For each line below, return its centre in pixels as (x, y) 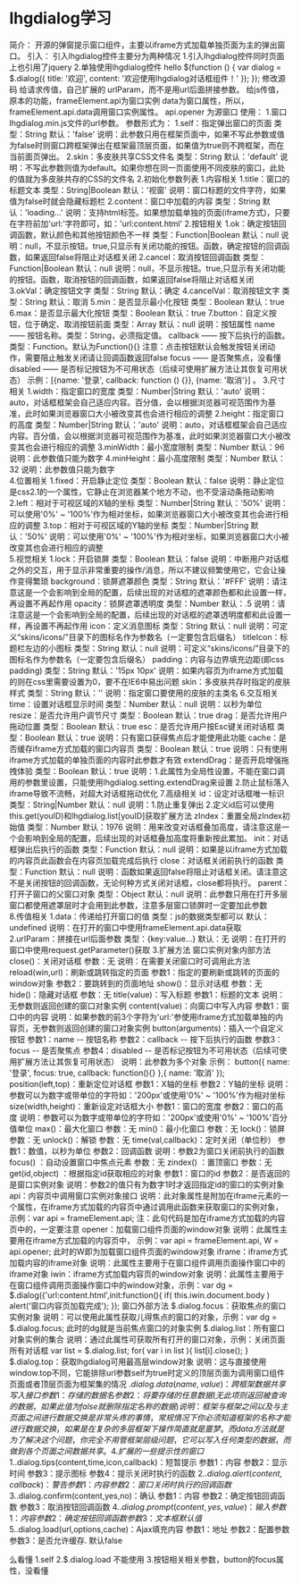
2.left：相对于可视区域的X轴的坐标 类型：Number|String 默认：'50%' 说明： (149, 502)
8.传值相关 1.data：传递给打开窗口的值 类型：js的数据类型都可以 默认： (139, 916)
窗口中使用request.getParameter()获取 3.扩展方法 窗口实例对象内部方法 (140, 949)
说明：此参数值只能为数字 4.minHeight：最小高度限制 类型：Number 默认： (147, 458)
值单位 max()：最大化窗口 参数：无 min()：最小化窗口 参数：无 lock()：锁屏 (147, 1128)
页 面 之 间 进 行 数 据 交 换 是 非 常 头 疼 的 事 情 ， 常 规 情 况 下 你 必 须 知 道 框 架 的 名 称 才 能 (150, 1417)
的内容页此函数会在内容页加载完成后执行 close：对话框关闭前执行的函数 (142, 860)
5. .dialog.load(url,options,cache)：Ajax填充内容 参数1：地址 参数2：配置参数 (150, 1529)
